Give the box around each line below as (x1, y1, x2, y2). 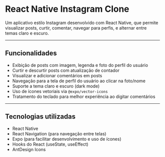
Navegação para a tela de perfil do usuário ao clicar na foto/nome (12, 78, 146, 84)
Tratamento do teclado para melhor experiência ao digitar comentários (12, 94, 156, 99)
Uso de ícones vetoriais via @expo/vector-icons (12, 88, 108, 94)
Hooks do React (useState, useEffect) (12, 141, 88, 147)
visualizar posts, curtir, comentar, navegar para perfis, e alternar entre (5, 25, 147, 31)
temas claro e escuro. (5, 30, 49, 36)
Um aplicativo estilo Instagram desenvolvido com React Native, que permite (5, 20, 159, 26)
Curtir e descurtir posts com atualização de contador (12, 67, 120, 73)
